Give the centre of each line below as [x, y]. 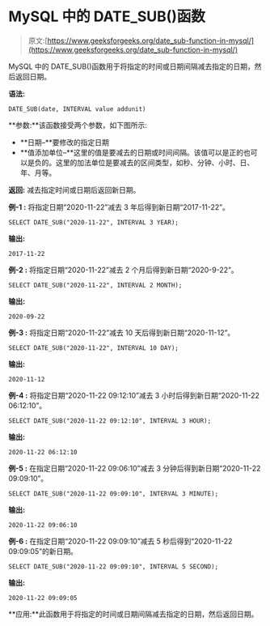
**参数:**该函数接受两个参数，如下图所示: [78, 125]
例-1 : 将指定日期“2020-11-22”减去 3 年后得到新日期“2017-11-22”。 [119, 207]
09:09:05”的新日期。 [43, 551]
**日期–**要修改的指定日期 [64, 142]
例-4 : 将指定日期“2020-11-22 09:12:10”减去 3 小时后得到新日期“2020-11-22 [134, 395]
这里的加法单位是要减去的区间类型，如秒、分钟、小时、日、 [155, 162]
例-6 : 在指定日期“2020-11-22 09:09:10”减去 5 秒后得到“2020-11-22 [120, 541]
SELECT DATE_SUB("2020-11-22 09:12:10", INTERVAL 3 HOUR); [110, 421]
